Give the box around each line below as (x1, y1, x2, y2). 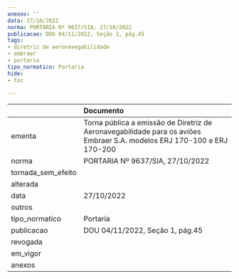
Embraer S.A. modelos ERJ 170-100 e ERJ (83, 136, 228, 146)
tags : (7, 37, 23, 44)
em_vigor (11, 248, 41, 258)
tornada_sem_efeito (11, 168, 77, 178)
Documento (83, 106, 124, 116)
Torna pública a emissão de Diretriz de (83, 118, 213, 128)
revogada (11, 237, 43, 247)
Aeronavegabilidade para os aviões (83, 127, 201, 137)
